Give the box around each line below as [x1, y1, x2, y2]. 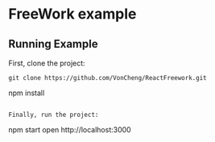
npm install [8, 88, 45, 98]
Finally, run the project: [8, 111, 99, 119]
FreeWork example [8, 5, 137, 23]
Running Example [8, 37, 98, 51]
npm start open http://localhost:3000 [8, 125, 131, 134]
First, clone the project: [8, 58, 86, 68]
